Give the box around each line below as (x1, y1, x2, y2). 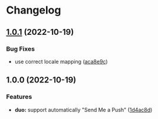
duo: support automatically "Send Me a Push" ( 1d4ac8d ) (14, 106, 153, 113)
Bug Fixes (6, 45, 35, 53)
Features (6, 92, 32, 101)
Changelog (6, 4, 61, 17)
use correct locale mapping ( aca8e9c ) (14, 58, 108, 65)
